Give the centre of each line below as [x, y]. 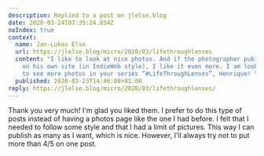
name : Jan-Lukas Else [51, 45]
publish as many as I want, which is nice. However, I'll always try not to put [129, 136]
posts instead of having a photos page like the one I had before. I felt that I [128, 119]
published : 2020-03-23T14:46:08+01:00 [79, 81]
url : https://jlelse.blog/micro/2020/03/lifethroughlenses [114, 52]
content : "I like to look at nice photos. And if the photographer [128, 60]
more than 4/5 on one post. [52, 144]
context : [22, 37]
